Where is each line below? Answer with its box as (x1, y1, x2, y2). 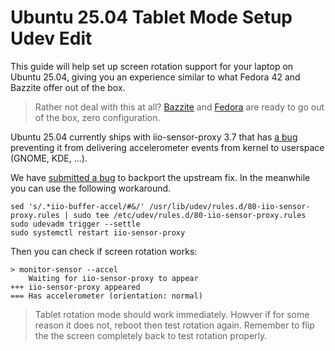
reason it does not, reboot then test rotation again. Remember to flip (34, 319, 315, 331)
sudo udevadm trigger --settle (10, 219, 141, 229)
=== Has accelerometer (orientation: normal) (10, 291, 203, 301)
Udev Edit (10, 27, 93, 50)
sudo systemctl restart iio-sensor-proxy (10, 227, 186, 238)
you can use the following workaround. (10, 182, 172, 194)
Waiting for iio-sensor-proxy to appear (28, 273, 199, 283)
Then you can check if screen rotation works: (10, 245, 198, 257)
